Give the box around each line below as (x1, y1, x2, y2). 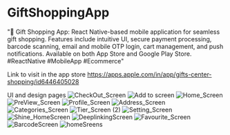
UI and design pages (7, 91, 66, 99)
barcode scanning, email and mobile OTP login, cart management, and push (7, 42, 224, 50)
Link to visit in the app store (7, 70, 86, 79)
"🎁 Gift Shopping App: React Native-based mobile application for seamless (7, 28, 220, 36)
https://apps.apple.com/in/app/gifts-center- (87, 70, 212, 79)
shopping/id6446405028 (7, 77, 79, 85)
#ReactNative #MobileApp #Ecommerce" (7, 56, 124, 65)
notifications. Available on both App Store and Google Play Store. (7, 50, 192, 58)
